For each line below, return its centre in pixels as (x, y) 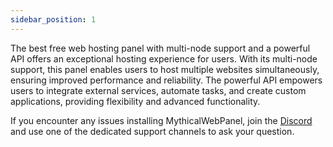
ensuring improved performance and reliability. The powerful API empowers (166, 80)
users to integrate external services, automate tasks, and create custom (158, 90)
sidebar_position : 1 (53, 19)
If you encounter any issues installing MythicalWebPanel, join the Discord (161, 120)
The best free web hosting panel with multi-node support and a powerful (160, 48)
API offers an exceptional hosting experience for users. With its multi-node (164, 58)
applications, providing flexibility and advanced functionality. (135, 101)
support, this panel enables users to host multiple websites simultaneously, (165, 69)
